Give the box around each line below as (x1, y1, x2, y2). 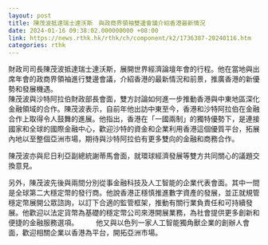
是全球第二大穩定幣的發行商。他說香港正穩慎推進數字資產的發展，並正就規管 (8, 188, 260, 198)
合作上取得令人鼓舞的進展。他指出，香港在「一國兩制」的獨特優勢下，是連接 (8, 114, 260, 124)
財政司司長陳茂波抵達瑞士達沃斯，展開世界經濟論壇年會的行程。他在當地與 (8, 65, 253, 74)
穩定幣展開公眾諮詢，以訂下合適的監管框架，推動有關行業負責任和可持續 (8, 198, 246, 207)
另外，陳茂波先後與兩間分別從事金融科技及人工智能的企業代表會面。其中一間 (8, 178, 260, 188)
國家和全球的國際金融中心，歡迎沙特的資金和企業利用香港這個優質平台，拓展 (8, 124, 260, 134)
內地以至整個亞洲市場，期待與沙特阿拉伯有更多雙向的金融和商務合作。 (8, 134, 239, 144)
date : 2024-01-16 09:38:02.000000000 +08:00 (8, 26, 159, 34)
